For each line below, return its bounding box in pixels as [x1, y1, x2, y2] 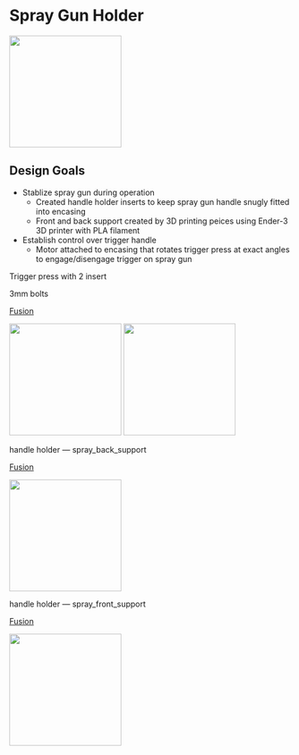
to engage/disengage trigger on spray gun [35, 253, 192, 264]
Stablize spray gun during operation [21, 187, 155, 198]
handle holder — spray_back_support [9, 444, 147, 454]
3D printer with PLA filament [35, 225, 141, 235]
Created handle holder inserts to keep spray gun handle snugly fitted [35, 196, 290, 207]
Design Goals [9, 163, 85, 179]
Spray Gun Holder [9, 5, 145, 26]
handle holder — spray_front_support [9, 598, 146, 609]
